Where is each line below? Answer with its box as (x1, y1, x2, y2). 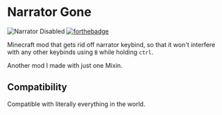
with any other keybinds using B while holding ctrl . (7, 48, 154, 56)
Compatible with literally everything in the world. (7, 100, 146, 108)
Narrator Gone (7, 4, 92, 20)
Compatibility (7, 81, 67, 94)
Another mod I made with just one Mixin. (7, 61, 123, 69)
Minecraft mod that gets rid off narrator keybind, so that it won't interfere (7, 40, 216, 48)
